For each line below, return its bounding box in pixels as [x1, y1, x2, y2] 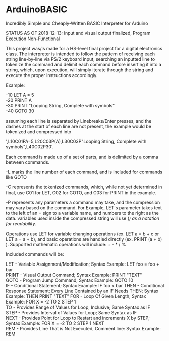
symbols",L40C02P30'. [6, 143, 54, 150]
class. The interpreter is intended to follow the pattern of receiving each [6, 51, 155, 57]
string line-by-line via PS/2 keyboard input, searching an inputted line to [6, 56, 155, 62]
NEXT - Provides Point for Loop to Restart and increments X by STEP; [6, 315, 150, 321]
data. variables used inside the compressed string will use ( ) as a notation [6, 215, 159, 221]
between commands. [6, 159, 50, 165]
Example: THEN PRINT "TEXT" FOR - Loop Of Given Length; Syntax [6, 293, 146, 299]
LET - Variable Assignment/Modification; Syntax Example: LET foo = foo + [6, 261, 159, 267]
